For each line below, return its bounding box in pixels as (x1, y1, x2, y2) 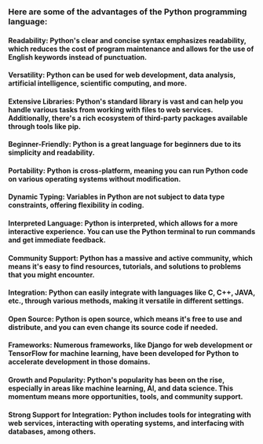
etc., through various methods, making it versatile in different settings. (8, 296, 244, 306)
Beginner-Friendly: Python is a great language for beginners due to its (8, 140, 242, 149)
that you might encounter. (8, 270, 95, 279)
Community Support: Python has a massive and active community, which (8, 253, 253, 262)
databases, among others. (8, 427, 97, 436)
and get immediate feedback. (8, 235, 106, 245)
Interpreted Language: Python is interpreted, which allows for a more (8, 218, 238, 228)
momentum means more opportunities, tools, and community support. (8, 392, 243, 402)
